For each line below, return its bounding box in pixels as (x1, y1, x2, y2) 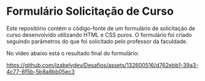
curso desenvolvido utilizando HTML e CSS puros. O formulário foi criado (6, 31, 192, 38)
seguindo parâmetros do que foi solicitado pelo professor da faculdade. (6, 37, 188, 45)
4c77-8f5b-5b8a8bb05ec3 (6, 67, 75, 75)
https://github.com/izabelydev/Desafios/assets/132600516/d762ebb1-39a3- (6, 61, 199, 69)
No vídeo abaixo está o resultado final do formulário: (6, 49, 139, 56)
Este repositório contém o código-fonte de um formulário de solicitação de (6, 25, 195, 32)
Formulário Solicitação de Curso (6, 4, 174, 18)
